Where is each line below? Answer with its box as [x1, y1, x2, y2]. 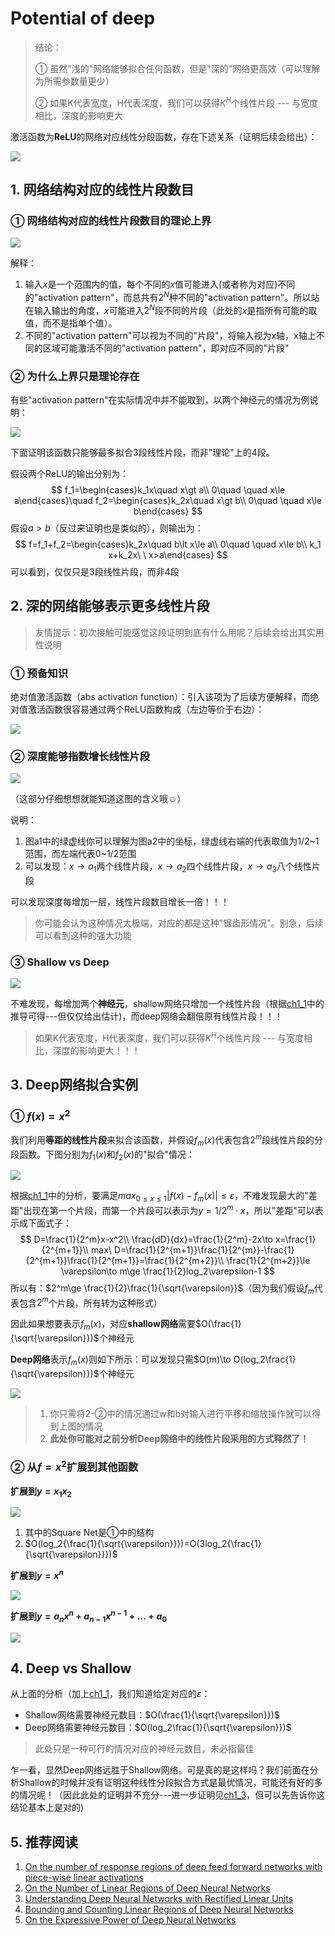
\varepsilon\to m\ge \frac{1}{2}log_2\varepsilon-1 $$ [60, 1265, 276, 1277]
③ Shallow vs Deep [10, 955, 110, 969]
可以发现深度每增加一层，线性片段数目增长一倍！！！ [10, 896, 230, 908]
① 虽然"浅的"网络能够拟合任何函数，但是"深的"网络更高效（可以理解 [34, 62, 321, 74]
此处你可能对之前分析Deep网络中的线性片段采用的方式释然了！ [49, 1432, 310, 1444]
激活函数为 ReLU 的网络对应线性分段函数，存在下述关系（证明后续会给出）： [10, 130, 318, 142]
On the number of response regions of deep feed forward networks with [24, 1861, 323, 1873]
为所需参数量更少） [34, 75, 115, 87]
